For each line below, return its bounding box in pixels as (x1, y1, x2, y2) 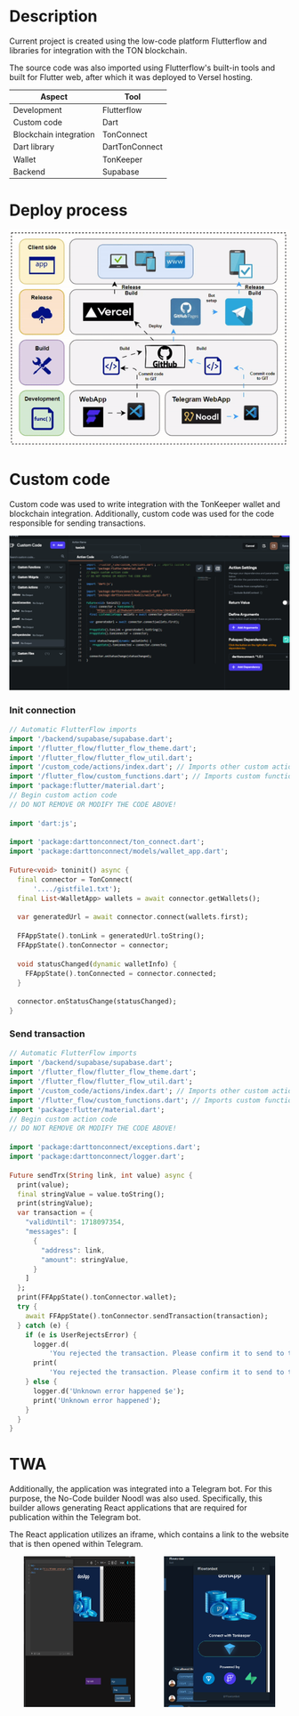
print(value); (17, 1180, 69, 1189)
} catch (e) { (17, 1321, 69, 1330)
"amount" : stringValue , (41, 1255, 129, 1264)
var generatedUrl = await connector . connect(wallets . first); (17, 913, 249, 922)
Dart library (12, 141, 55, 152)
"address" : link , (41, 1245, 105, 1255)
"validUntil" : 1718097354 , (25, 1218, 125, 1227)
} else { (25, 1377, 58, 1386)
